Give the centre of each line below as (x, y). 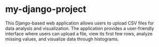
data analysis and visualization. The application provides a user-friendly (80, 28)
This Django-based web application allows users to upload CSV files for (80, 23)
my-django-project (46, 9)
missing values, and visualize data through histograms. (62, 39)
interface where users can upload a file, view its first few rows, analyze (79, 33)
